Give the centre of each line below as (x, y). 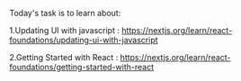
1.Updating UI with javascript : (64, 30)
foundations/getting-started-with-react (82, 67)
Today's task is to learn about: (65, 13)
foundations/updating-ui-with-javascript (84, 40)
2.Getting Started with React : (64, 57)
